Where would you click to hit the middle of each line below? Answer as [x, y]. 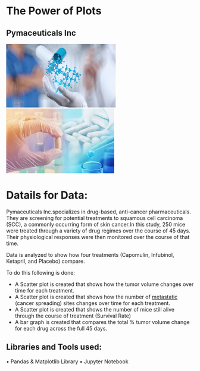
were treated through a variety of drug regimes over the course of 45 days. [98, 231]
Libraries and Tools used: [54, 347]
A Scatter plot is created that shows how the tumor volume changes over [104, 284]
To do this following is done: [41, 272]
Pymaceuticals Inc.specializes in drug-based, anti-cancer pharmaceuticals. [99, 212]
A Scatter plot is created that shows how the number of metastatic [96, 297]
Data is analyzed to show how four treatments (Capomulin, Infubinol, [90, 254]
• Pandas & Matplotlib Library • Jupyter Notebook [68, 361]
